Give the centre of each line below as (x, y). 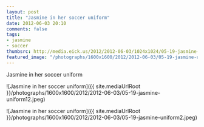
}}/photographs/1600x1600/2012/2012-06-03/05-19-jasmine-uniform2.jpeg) (102, 117)
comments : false (27, 29)
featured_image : (27, 57)
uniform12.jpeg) (26, 99)
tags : (13, 35)
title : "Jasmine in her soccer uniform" (58, 18)
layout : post (23, 12)
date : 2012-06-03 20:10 (36, 23)
